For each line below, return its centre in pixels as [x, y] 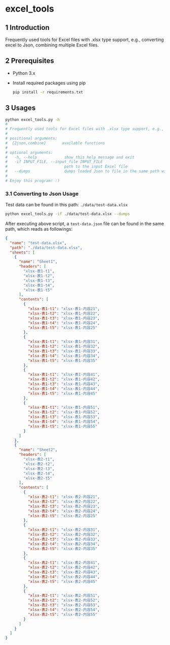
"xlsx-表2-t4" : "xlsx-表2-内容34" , [64, 544]
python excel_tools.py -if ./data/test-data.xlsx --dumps [68, 214]
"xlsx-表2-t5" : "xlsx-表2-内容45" [62, 582]
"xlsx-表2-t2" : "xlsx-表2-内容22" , [64, 501]
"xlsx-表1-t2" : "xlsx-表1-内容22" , [64, 313]
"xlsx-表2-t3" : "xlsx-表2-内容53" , [64, 605]
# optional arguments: [29, 152]
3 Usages [20, 108]
